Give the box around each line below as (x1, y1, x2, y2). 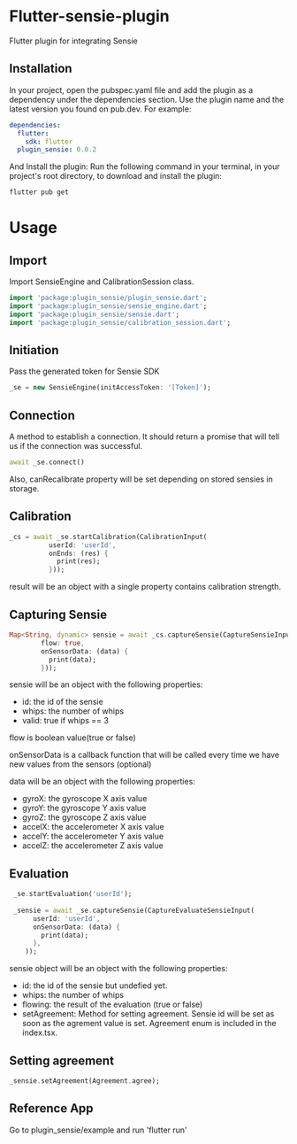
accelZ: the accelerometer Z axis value (21, 840, 164, 851)
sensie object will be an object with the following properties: (9, 963, 228, 974)
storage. (9, 483, 40, 493)
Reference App (9, 1101, 95, 1117)
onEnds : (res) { (48, 549, 109, 558)
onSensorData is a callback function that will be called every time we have (9, 750, 280, 761)
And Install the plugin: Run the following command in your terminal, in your (9, 161, 280, 172)
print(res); (56, 557, 101, 566)
